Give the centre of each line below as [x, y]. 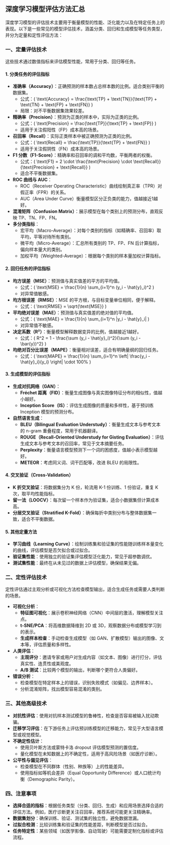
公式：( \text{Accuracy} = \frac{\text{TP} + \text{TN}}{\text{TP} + [89, 99]
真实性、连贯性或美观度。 [47, 664]
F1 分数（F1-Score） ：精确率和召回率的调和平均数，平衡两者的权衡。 [84, 155]
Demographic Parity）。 [53, 779]
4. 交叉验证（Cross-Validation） [39, 475]
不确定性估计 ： [28, 741]
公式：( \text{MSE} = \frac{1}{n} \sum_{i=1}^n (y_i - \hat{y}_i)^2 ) [87, 287]
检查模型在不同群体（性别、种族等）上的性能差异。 [73, 766]
